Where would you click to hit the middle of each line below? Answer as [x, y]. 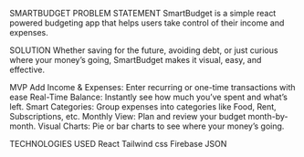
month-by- [268, 116]
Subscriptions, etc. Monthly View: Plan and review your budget [128, 116]
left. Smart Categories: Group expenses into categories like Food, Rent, [143, 107]
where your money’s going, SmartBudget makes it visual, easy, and [136, 60]
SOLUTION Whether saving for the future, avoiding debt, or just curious [144, 50]
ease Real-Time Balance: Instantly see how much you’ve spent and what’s [148, 97]
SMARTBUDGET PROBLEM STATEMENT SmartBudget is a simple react [143, 13]
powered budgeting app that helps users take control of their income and [147, 23]
